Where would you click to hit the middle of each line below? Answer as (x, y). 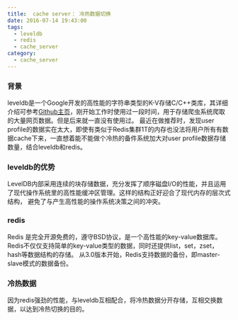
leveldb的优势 (31, 167)
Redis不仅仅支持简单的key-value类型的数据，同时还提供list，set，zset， (113, 246)
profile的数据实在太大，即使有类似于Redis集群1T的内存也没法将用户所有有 (115, 130)
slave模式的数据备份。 (40, 263)
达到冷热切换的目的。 (57, 309)
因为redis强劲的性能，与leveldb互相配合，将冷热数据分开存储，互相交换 (112, 300)
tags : (15, 27)
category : (22, 54)
